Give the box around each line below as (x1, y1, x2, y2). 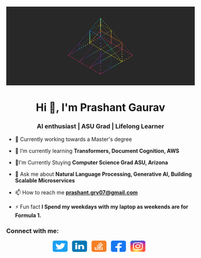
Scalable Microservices (14, 177, 75, 184)
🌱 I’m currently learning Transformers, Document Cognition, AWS (14, 148, 179, 155)
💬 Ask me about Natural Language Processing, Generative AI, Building (14, 170, 193, 178)
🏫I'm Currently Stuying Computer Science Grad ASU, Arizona (14, 159, 169, 166)
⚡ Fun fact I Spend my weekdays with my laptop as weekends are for (14, 203, 188, 211)
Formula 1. (14, 212, 42, 219)
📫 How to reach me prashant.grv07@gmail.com (14, 189, 138, 196)
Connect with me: (6, 227, 59, 235)
